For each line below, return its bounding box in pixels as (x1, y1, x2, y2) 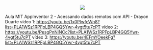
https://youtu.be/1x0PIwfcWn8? (36, 19, 100, 24)
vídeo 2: (102, 24, 118, 30)
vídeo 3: (32, 34, 49, 40)
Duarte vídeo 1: (5, 19, 36, 24)
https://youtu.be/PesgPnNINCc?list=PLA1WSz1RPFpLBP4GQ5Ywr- (5, 29, 140, 35)
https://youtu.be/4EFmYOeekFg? (50, 34, 116, 40)
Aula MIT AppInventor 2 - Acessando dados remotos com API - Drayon (5, 14, 149, 19)
